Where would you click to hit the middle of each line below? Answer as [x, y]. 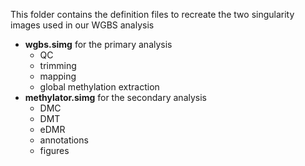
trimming [58, 65]
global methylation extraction [99, 87]
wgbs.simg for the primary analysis [98, 44]
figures [54, 150]
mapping [58, 76]
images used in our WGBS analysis [82, 25]
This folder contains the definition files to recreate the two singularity [152, 14]
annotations [64, 140]
